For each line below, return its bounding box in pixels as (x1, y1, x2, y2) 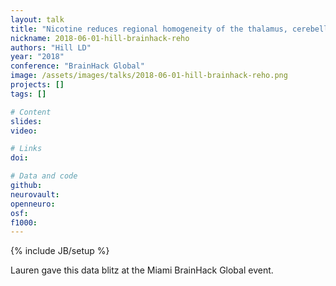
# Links (10, 144, 43, 154)
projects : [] (10, 80, 65, 90)
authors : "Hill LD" (10, 42, 92, 53)
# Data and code (10, 171, 78, 181)
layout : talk (10, 14, 65, 25)
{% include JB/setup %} (10, 245, 110, 257)
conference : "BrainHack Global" (10, 61, 145, 71)
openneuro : (10, 199, 56, 209)
